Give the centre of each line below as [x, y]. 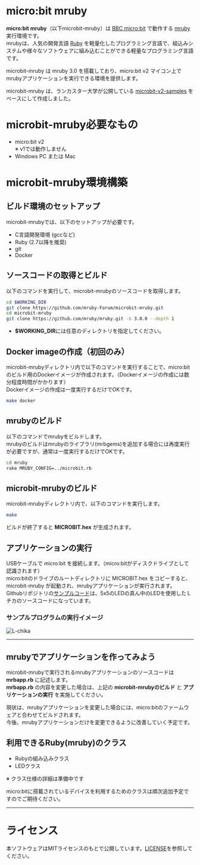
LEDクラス [27, 766]
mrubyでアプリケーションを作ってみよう [81, 657]
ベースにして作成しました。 [40, 98]
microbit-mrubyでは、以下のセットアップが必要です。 [72, 221]
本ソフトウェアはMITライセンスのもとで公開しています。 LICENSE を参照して [99, 848]
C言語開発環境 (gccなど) [45, 235]
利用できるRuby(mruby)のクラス [66, 743]
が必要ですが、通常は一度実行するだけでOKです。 [67, 451]
